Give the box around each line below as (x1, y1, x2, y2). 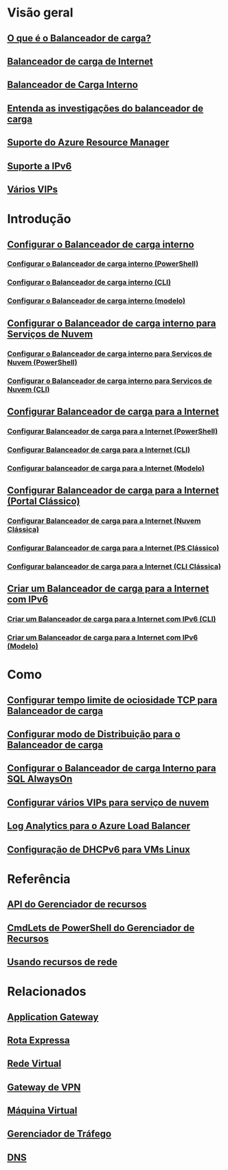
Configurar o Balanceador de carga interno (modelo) (7, 296, 185, 306)
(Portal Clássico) (7, 495, 80, 507)
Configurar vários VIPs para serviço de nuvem (7, 797, 209, 808)
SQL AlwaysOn (7, 773, 73, 785)
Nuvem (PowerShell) (7, 357, 78, 367)
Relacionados (7, 984, 87, 1000)
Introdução (7, 212, 71, 227)
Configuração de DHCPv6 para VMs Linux (7, 843, 190, 855)
